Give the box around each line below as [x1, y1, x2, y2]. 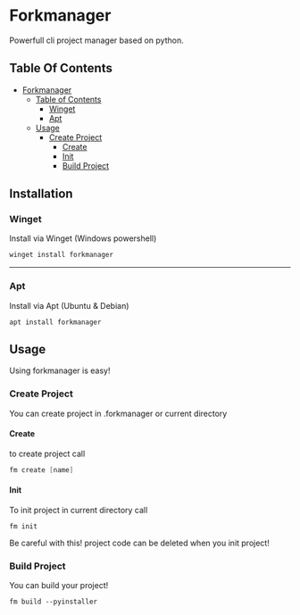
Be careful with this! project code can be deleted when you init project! [9, 537, 270, 548]
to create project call [9, 448, 86, 459]
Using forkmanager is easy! [9, 365, 111, 376]
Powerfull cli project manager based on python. [9, 35, 185, 46]
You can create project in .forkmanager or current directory [9, 408, 228, 419]
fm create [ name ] [9, 465, 74, 474]
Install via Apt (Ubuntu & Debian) [9, 300, 129, 311]
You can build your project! [9, 580, 109, 591]
